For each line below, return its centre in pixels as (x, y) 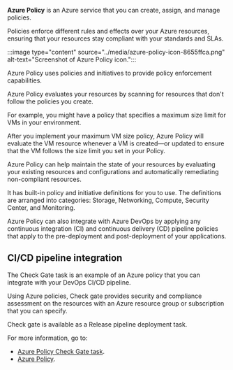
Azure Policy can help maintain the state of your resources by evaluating (112, 164)
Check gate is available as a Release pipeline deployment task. (97, 324)
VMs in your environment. (44, 122)
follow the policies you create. (51, 101)
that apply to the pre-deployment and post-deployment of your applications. (117, 236)
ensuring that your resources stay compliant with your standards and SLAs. (115, 38)
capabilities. (24, 80)
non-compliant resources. (44, 179)
